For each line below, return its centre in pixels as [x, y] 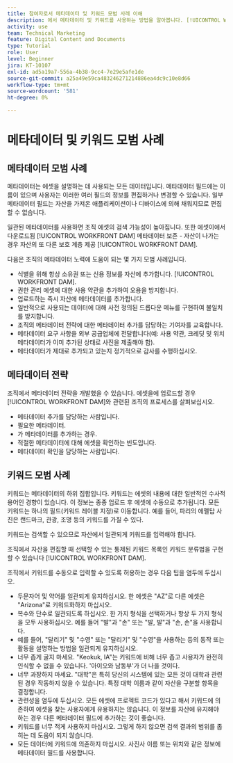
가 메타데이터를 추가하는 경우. [57, 434]
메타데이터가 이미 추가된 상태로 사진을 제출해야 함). [86, 342]
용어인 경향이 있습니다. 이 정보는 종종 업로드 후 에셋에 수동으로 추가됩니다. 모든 [113, 502]
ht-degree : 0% [28, 98]
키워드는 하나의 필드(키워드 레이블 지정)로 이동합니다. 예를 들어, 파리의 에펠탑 [111, 511]
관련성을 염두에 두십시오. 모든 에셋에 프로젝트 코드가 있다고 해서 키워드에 [115, 700]
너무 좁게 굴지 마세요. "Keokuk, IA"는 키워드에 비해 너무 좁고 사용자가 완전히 [120, 657]
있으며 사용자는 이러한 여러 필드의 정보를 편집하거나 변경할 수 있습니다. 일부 [122, 195]
